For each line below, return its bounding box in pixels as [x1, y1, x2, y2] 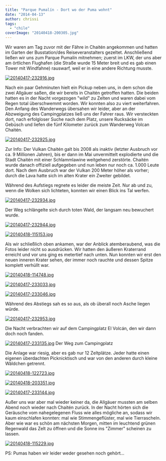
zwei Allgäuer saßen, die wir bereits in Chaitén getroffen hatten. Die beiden [5, 90, 159, 96]
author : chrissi [5, 16, 39, 21]
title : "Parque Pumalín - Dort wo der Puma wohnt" [5, 7, 112, 12]
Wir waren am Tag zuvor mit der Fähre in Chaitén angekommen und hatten [5, 44, 158, 50]
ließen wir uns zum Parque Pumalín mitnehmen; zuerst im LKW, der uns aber [5, 55, 162, 60]
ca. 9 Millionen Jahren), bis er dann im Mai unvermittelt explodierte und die [5, 151, 159, 157]
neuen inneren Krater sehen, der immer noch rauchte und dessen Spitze [5, 257, 153, 263]
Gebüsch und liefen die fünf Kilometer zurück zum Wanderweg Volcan [5, 121, 150, 127]
